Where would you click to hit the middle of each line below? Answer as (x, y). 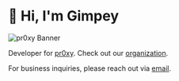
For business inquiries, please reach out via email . (90, 68)
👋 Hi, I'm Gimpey (64, 16)
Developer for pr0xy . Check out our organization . (88, 53)
